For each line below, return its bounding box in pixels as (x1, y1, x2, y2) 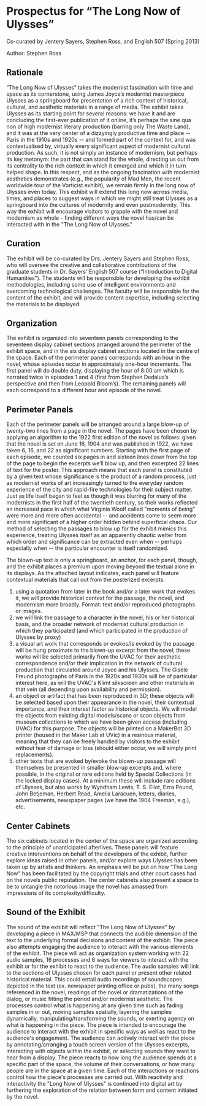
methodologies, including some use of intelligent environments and (6, 280, 176, 288)
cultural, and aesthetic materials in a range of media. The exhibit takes (6, 103, 184, 110)
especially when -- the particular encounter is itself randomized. (6, 544, 169, 552)
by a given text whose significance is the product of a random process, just (6, 473, 197, 480)
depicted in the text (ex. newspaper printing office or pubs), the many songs (6, 982, 199, 989)
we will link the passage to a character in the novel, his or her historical (15, 614, 195, 621)
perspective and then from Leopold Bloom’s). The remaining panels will (6, 380, 186, 387)
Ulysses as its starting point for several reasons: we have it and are (6, 109, 176, 117)
